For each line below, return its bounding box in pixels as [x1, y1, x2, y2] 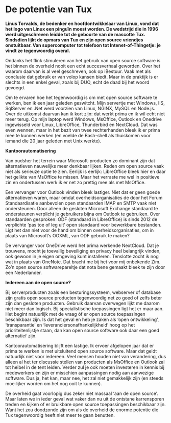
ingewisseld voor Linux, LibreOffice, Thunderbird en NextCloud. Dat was [5, 121, 158, 128]
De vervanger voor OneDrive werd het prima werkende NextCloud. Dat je [5, 242, 159, 248]
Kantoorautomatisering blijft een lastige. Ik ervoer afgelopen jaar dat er [5, 342, 154, 349]
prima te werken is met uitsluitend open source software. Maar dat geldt [5, 348, 157, 354]
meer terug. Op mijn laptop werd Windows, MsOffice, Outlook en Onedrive [5, 116, 162, 122]
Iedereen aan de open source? [5, 279, 71, 285]
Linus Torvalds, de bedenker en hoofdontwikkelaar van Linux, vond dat [5, 20, 159, 27]
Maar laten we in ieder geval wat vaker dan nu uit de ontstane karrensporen [5, 395, 164, 402]
